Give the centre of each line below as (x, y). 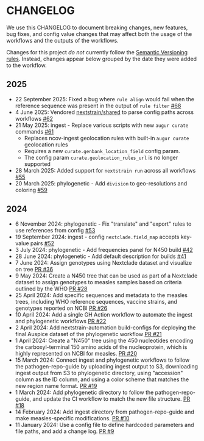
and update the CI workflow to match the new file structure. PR (111, 399)
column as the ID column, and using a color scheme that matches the (102, 379)
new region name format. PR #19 (56, 385)
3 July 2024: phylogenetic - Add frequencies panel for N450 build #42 (104, 249)
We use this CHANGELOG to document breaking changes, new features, (97, 27)
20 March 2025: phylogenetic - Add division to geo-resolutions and (101, 183)
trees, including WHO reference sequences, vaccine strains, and (96, 301)
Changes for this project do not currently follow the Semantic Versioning (97, 52)
